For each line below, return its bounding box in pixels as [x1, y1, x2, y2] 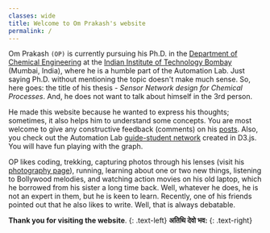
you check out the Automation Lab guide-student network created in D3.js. [8, 133, 257, 143]
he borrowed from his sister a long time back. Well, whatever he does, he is [8, 183, 259, 193]
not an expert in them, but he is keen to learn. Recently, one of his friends [8, 191, 252, 202]
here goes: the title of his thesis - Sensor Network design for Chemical [8, 83, 243, 93]
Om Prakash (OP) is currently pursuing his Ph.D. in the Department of [8, 49, 238, 59]
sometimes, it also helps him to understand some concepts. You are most [8, 116, 252, 126]
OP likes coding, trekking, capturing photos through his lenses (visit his [8, 157, 244, 167]
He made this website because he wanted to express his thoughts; [8, 107, 230, 117]
